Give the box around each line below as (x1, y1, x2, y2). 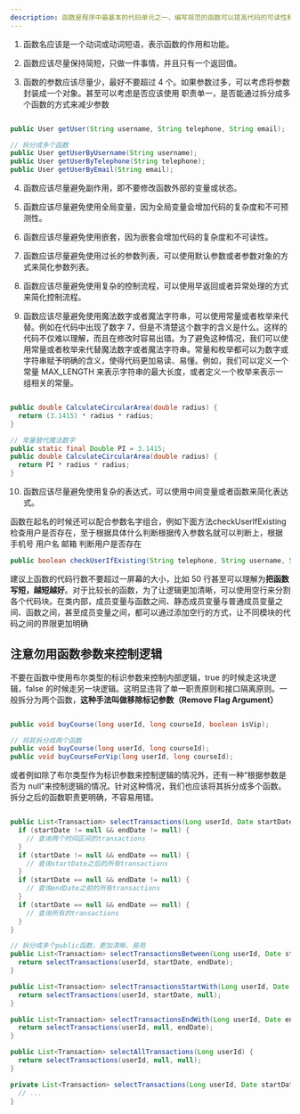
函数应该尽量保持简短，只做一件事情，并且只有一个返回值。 (22, 57, 242, 68)
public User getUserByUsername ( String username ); (10, 149, 199, 158)
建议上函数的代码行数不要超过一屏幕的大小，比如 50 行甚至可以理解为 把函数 (10, 573, 290, 584)
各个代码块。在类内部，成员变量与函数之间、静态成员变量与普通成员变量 (10, 595, 275, 606)
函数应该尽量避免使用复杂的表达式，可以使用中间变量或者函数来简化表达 (22, 487, 288, 496)
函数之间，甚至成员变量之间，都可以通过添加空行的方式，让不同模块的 (25, 607, 283, 618)
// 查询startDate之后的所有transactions (26, 859, 168, 868)
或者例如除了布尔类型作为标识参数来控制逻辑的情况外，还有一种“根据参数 (10, 770, 280, 781)
